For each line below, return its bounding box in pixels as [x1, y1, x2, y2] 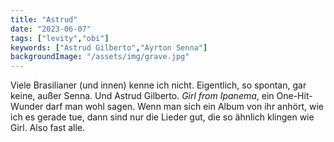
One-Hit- [276, 90, 313, 102]
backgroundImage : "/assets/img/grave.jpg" [10, 52, 190, 62]
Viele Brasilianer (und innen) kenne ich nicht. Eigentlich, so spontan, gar [10, 79, 307, 91]
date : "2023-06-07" [10, 24, 92, 34]
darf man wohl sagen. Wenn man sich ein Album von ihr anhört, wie [45, 101, 324, 113]
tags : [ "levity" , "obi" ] [10, 33, 110, 43]
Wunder [10, 101, 44, 113]
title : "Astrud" [10, 14, 78, 25]
